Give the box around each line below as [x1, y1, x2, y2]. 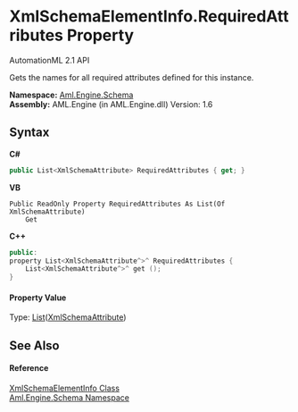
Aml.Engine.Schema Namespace [9, 391, 129, 403]
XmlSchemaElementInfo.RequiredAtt [9, 6, 289, 27]
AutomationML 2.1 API [9, 55, 90, 65]
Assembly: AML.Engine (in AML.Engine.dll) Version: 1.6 [9, 98, 213, 109]
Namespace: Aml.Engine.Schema [9, 89, 134, 100]
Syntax [9, 125, 50, 140]
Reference [9, 363, 49, 374]
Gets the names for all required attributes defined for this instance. [9, 71, 254, 82]
